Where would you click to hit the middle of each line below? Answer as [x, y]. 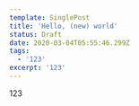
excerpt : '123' [38, 68]
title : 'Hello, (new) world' [64, 26]
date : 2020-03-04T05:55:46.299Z [69, 43]
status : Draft [36, 34]
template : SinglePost [50, 18]
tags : [19, 51]
